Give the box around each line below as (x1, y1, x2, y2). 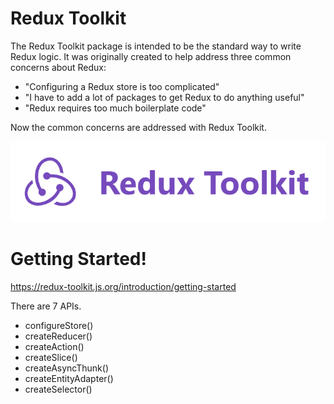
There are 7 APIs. (10, 300, 82, 312)
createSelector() (24, 383, 93, 396)
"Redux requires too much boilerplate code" (24, 102, 207, 114)
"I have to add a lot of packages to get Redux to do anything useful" (24, 91, 305, 103)
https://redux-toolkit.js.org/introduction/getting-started (10, 281, 237, 293)
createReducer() (24, 330, 93, 342)
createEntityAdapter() (24, 373, 114, 385)
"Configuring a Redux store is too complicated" (24, 80, 220, 92)
